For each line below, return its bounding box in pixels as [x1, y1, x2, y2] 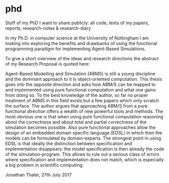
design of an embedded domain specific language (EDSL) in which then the [5, 129, 162, 135]
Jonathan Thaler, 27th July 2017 [5, 171, 72, 177]
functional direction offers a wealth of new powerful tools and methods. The [5, 108, 163, 114]
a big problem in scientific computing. [5, 162, 84, 168]
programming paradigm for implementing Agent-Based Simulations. [5, 45, 146, 52]
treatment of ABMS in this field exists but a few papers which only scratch [5, 97, 159, 104]
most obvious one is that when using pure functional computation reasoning [5, 113, 163, 119]
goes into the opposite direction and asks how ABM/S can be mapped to [5, 81, 156, 87]
